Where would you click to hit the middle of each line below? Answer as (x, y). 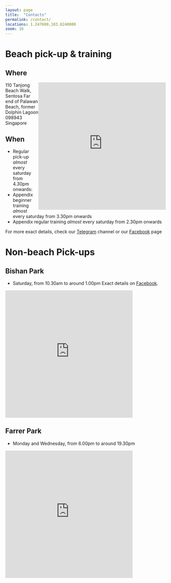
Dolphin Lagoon (22, 112)
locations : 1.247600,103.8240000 (41, 24)
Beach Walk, (18, 91)
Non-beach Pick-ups (50, 252)
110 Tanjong (18, 85)
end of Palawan (22, 101)
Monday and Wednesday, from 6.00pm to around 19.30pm (74, 443)
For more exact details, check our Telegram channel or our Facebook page (83, 231)
